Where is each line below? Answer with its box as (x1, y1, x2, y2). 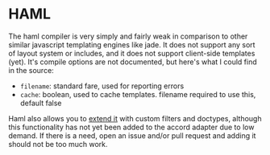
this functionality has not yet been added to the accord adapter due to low (8, 122, 255, 132)
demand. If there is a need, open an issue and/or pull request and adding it (8, 130, 256, 141)
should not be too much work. (8, 139, 108, 149)
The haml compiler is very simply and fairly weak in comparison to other (8, 31, 248, 41)
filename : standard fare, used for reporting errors (19, 81, 185, 91)
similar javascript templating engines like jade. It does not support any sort (8, 39, 255, 49)
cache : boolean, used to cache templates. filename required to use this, (19, 89, 256, 99)
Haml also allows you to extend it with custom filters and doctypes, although (8, 113, 262, 123)
